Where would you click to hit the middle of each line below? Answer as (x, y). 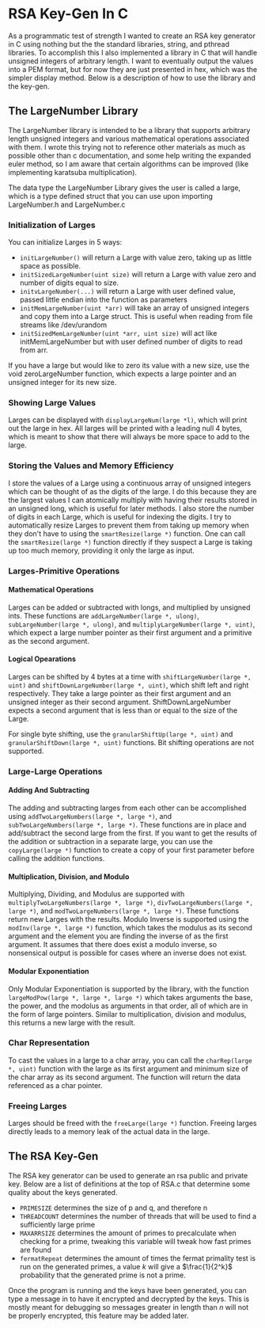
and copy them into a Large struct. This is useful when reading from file (136, 317)
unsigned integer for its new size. (62, 382)
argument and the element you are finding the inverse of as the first (118, 936)
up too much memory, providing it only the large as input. (102, 550)
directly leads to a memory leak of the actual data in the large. (109, 1132)
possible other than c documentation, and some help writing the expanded (130, 155)
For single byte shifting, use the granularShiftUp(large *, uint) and (121, 734)
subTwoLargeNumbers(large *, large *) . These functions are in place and (127, 825)
